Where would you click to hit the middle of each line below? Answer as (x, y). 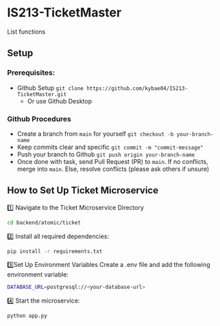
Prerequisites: (31, 73)
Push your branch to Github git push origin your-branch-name (106, 154)
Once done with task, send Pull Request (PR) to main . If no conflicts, (113, 161)
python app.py (27, 316)
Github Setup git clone (50, 88)
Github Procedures (39, 119)
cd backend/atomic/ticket (44, 222)
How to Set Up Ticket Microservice (83, 190)
